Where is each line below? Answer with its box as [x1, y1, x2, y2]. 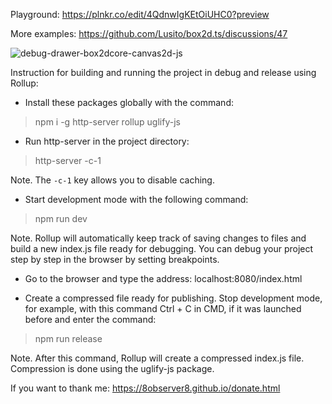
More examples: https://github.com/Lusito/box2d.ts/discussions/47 [10, 28, 288, 39]
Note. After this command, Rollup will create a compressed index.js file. [10, 352, 305, 364]
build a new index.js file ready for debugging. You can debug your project [10, 243, 314, 254]
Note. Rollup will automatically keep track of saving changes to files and [10, 232, 307, 244]
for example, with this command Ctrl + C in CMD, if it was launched [24, 303, 302, 314]
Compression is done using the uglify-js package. [10, 363, 215, 374]
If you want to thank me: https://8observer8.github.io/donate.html [10, 382, 281, 394]
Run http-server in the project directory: [24, 135, 190, 147]
